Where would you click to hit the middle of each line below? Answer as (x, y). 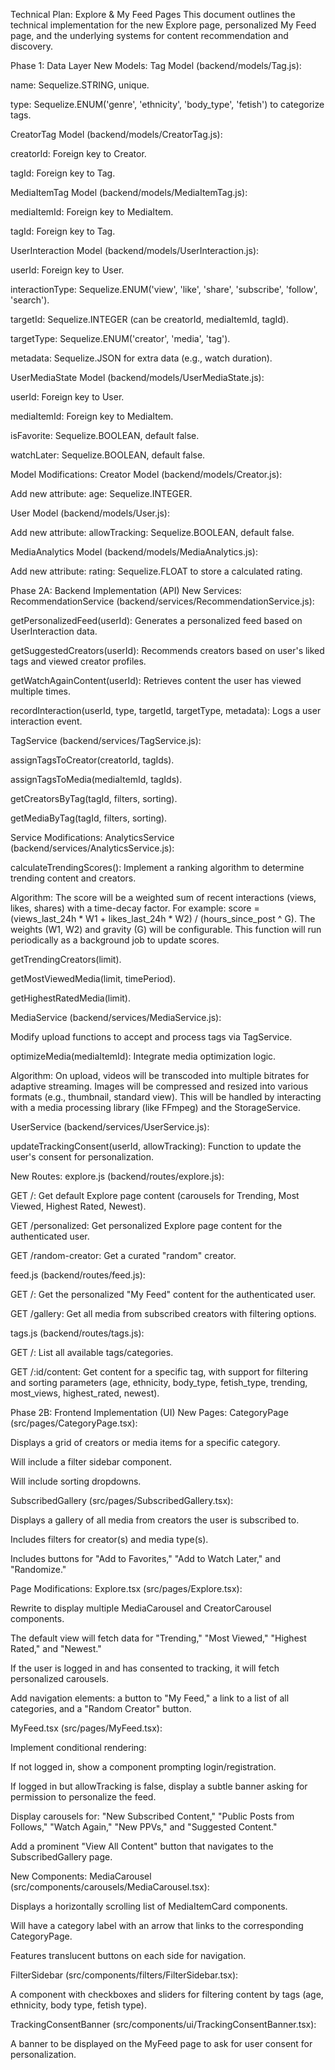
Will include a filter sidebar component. (91, 1462)
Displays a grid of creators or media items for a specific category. (145, 1442)
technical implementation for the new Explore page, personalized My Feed (163, 25)
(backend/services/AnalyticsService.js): (92, 848)
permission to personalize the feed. (83, 1797)
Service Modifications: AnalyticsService (92, 837)
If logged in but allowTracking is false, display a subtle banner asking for (159, 1786)
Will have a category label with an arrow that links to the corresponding (157, 1925)
